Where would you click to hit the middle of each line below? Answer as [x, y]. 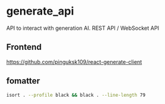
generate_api [40, 11]
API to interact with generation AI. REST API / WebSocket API [83, 28]
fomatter [23, 81]
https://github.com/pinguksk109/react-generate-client [74, 61]
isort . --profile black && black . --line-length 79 [76, 95]
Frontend [24, 47]
